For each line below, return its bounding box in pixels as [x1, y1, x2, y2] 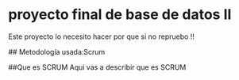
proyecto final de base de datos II [8, 6, 232, 24]
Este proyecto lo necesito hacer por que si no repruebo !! [8, 32, 195, 41]
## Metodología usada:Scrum [8, 47, 106, 56]
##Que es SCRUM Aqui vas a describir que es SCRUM [8, 62, 187, 72]
